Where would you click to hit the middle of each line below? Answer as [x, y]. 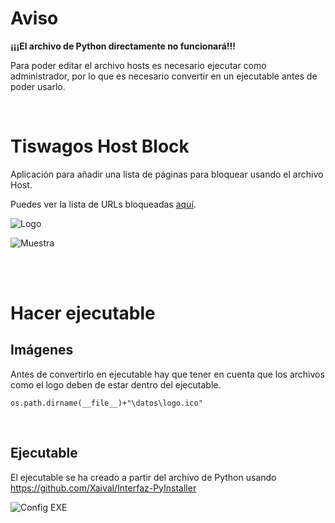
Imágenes [42, 350]
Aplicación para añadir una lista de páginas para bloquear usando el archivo [167, 174]
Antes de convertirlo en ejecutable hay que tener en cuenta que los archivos [167, 374]
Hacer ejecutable [83, 313]
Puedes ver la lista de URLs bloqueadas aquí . [103, 204]
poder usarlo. [38, 86]
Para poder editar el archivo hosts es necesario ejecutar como [138, 65]
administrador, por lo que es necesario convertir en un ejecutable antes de [164, 76]
